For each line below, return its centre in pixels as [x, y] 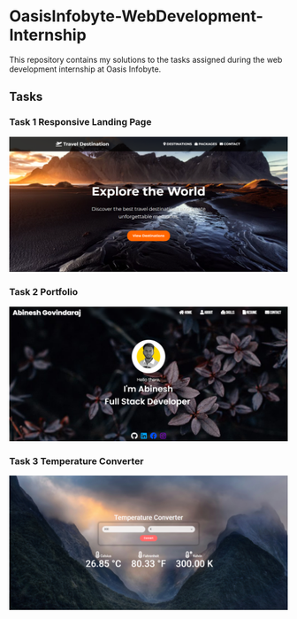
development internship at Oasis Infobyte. [85, 69]
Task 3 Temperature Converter [76, 460]
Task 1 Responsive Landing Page [80, 122]
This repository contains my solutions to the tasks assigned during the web [146, 59]
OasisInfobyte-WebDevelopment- [136, 16]
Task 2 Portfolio [43, 292]
